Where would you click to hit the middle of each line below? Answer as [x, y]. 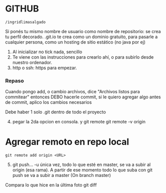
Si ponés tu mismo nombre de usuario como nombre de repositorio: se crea [83, 31]
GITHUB [22, 9]
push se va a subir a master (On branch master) [61, 175]
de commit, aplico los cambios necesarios [48, 102]
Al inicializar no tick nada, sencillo [47, 52]
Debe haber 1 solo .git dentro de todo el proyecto [55, 112]
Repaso [14, 81]
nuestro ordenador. [32, 62]
